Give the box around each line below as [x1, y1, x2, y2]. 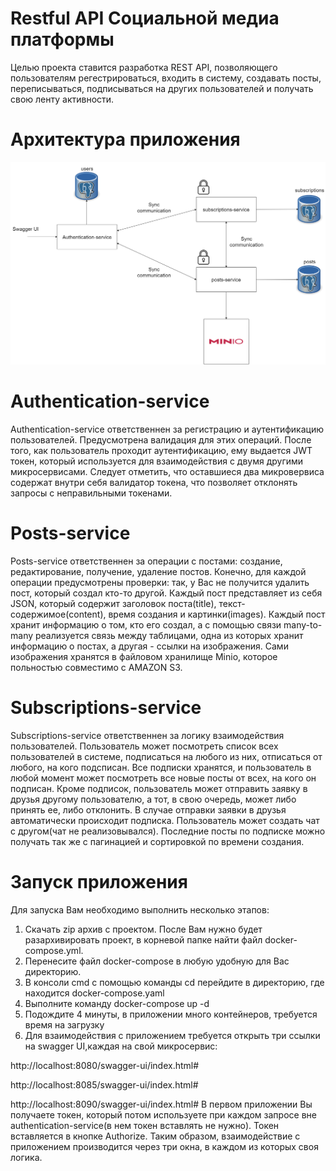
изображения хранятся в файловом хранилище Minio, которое [10, 651, 278, 663]
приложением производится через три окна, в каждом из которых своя [10, 1140, 319, 1152]
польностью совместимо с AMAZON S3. [10, 662, 183, 674]
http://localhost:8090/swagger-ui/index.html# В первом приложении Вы [10, 1098, 313, 1110]
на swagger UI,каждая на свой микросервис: [24, 1040, 218, 1052]
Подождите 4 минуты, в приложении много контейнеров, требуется [24, 1008, 318, 1020]
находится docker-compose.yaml [24, 987, 165, 999]
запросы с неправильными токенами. [10, 487, 173, 499]
